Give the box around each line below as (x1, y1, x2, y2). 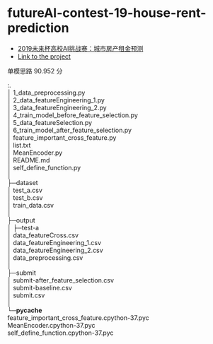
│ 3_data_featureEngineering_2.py (7, 103, 108, 112)
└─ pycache (7, 306, 42, 314)
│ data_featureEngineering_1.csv (7, 238, 101, 247)
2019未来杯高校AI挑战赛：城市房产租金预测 (17, 44, 144, 52)
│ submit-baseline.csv (7, 283, 72, 292)
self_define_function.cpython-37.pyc (7, 328, 114, 337)
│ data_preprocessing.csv (7, 253, 84, 262)
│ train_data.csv (7, 201, 54, 209)
